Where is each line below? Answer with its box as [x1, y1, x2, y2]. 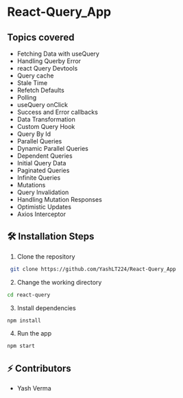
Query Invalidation [16, 188, 69, 196]
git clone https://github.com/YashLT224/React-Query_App [10, 266, 176, 272]
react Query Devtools [16, 65, 78, 72]
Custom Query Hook [16, 123, 75, 130]
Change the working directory [16, 278, 102, 286]
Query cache [16, 71, 54, 80]
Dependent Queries [16, 152, 73, 160]
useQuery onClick [16, 101, 69, 108]
